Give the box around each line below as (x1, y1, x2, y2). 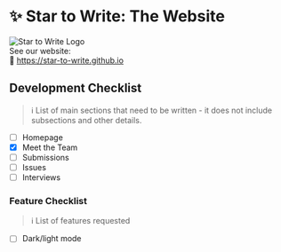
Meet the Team (21, 142, 78, 153)
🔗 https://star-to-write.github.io (9, 55, 124, 66)
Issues (21, 161, 47, 172)
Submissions (21, 152, 69, 162)
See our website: (9, 45, 71, 56)
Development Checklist (9, 81, 142, 96)
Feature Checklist (9, 194, 87, 207)
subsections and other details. (30, 114, 142, 125)
